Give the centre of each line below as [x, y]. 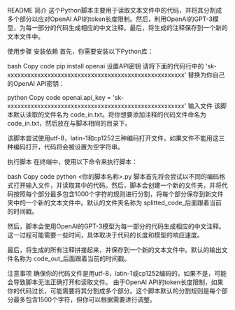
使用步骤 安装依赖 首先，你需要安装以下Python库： [80, 51]
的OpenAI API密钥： [36, 83]
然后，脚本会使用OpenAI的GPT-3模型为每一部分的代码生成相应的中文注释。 [116, 226]
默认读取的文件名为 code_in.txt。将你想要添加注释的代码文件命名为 [109, 115]
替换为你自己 [206, 75]
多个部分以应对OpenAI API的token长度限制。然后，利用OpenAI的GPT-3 [110, 19]
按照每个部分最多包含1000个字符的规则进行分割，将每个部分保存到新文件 [118, 194]
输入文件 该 [204, 106]
